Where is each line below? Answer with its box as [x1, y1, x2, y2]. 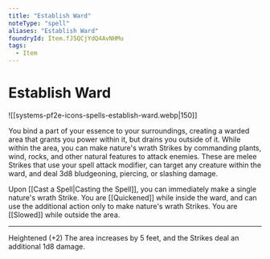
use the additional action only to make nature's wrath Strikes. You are [8, 201, 238, 211]
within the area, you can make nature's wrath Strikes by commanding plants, [8, 142, 262, 153]
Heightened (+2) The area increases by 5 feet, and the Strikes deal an [8, 232, 239, 242]
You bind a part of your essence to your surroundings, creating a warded [8, 125, 250, 135]
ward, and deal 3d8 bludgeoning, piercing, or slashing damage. [8, 168, 219, 178]
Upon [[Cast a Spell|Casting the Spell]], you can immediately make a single [8, 184, 257, 194]
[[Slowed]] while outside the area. [8, 210, 121, 220]
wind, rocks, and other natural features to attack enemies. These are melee [8, 151, 257, 161]
